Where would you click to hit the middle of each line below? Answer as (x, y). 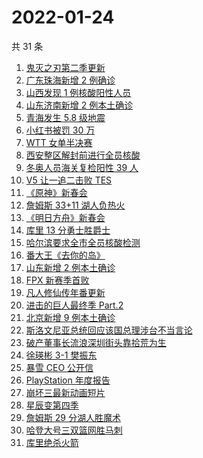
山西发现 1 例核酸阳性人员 (78, 92)
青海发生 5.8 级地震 (65, 117)
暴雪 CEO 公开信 (59, 367)
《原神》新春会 (56, 192)
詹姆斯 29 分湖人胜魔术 (73, 417)
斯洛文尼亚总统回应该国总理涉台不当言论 (109, 330)
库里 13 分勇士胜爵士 (68, 230)
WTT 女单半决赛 (59, 142)
